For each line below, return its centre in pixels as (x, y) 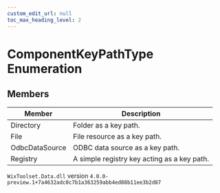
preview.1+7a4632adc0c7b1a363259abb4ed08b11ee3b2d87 (84, 182)
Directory (26, 125)
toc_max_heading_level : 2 (44, 20)
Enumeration (45, 69)
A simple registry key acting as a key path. (141, 159)
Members (28, 94)
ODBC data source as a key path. (126, 148)
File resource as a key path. (117, 136)
